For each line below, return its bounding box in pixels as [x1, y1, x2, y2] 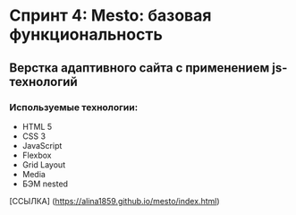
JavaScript [21, 140, 63, 150]
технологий [9, 73, 78, 90]
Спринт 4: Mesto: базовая [9, 5, 212, 26]
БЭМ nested [21, 178, 69, 189]
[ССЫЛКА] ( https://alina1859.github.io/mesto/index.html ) [9, 195, 221, 206]
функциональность [9, 24, 163, 45]
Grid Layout [21, 159, 65, 170]
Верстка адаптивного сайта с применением [9, 60, 270, 75]
